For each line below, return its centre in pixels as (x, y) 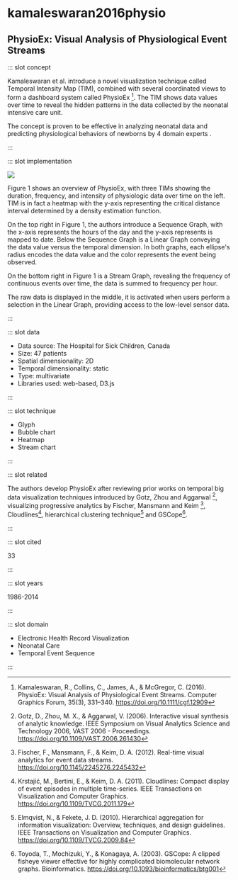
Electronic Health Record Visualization (73, 638)
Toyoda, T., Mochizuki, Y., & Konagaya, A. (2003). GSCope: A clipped (119, 853)
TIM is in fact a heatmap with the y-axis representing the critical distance (114, 203)
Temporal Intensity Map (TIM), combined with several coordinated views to (117, 89)
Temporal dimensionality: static (63, 368)
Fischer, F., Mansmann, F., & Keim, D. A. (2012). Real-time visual (110, 752)
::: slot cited (24, 542)
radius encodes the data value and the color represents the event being (112, 254)
